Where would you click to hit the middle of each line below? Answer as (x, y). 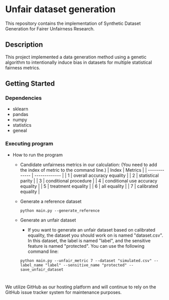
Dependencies (24, 98)
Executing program (29, 144)
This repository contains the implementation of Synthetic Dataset (73, 23)
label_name (32, 265)
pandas (20, 115)
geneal (20, 131)
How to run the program (38, 155)
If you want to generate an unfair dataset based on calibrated (92, 230)
